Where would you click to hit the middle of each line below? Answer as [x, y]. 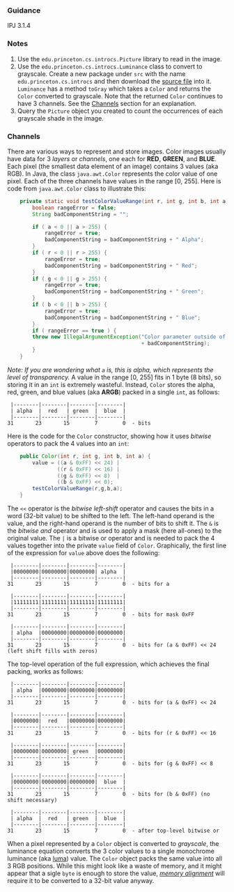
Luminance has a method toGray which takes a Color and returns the [114, 89]
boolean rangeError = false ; [75, 208]
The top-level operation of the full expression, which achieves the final [109, 664]
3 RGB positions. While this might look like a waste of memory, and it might [115, 866]
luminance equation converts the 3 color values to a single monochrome [111, 851]
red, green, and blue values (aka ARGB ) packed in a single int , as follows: [114, 392]
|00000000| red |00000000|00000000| [68, 721]
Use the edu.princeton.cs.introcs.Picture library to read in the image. [119, 59]
